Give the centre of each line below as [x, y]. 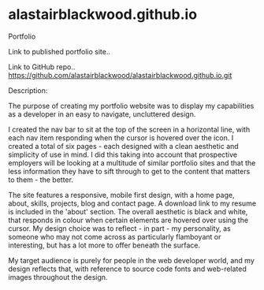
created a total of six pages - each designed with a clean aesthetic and [123, 146]
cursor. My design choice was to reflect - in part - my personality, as [119, 228]
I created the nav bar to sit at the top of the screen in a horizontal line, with [129, 129]
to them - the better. [41, 180]
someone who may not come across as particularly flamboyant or [115, 236]
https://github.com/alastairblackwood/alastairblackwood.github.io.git [120, 75]
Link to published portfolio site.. [59, 51]
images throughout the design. [58, 277]
